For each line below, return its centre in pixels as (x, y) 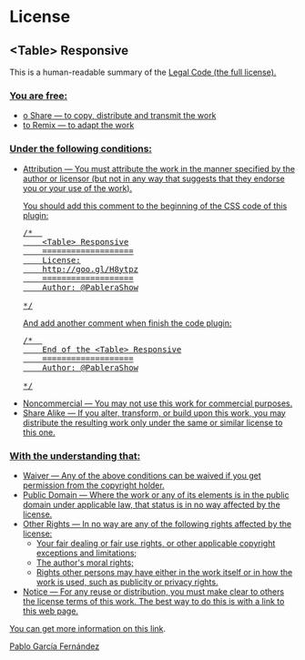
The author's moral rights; (85, 563)
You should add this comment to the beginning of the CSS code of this (155, 206)
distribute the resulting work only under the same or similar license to (152, 422)
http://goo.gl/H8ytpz (91, 269)
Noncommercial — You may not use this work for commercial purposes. (158, 403)
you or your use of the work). (77, 188)
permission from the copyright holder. (94, 485)
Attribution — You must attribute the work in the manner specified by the (159, 168)
